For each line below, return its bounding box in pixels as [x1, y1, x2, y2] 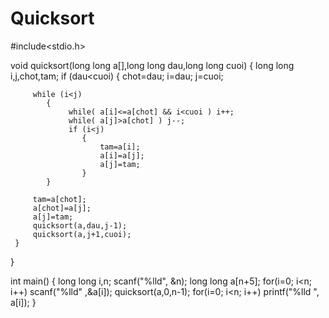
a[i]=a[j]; [99, 150, 145, 161]
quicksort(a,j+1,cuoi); [32, 229, 132, 239]
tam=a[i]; [99, 142, 141, 152]
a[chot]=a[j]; [32, 203, 92, 213]
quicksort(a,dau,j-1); [32, 220, 128, 231]
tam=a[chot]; [32, 194, 87, 204]
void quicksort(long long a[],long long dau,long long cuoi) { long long [10, 59, 295, 71]
